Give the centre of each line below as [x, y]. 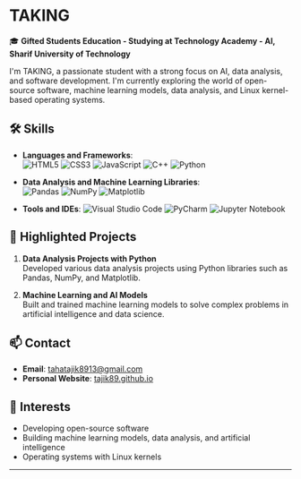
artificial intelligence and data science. [93, 313]
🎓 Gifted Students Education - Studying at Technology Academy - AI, [142, 40]
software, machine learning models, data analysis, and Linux [149, 90]
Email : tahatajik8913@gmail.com [82, 369]
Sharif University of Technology [70, 54]
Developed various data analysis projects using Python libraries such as [155, 268]
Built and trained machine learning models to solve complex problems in [155, 304]
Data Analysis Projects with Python [89, 258]
